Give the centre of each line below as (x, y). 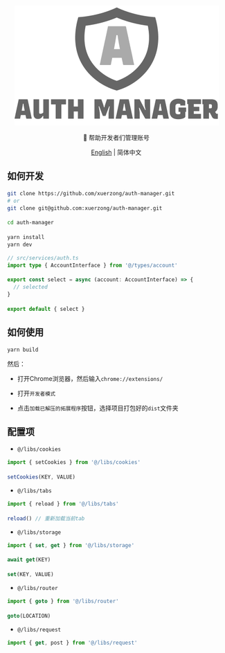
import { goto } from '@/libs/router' (63, 601)
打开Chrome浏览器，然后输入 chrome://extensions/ (90, 378)
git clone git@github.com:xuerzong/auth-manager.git (85, 208)
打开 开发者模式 (36, 393)
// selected (31, 287)
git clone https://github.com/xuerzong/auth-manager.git (91, 193)
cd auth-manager (30, 223)
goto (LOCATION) (29, 616)
